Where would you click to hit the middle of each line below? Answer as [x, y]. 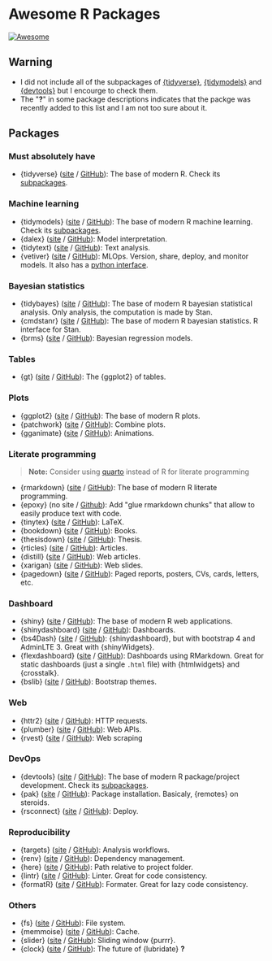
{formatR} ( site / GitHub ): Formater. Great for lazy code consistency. [134, 885]
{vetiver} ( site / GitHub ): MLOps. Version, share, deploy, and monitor [134, 256]
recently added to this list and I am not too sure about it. [114, 107]
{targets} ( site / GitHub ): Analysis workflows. [95, 850]
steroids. [35, 802]
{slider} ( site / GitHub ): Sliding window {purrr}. [98, 941]
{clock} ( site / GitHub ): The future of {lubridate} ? [102, 949]
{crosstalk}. [39, 673]
